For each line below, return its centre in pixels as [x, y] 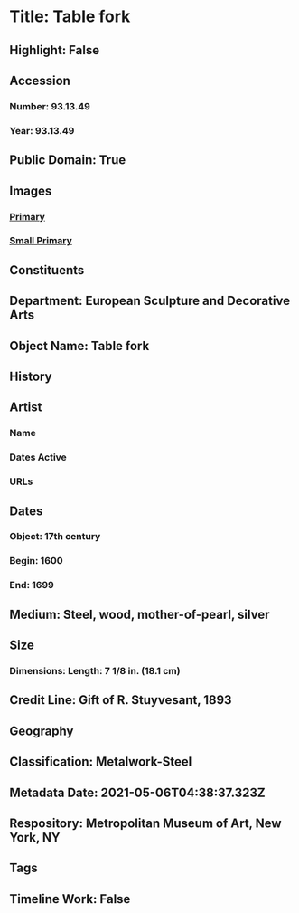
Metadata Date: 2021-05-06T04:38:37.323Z [138, 792]
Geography [42, 731]
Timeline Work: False [70, 899]
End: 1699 [32, 585]
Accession [40, 80]
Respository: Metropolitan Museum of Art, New [145, 823]
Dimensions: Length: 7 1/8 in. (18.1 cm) [95, 671]
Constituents [47, 270]
